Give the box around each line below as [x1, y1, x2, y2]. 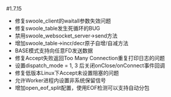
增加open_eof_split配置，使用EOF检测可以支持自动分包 [14, 85, 150, 91]
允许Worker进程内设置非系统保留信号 [14, 77, 106, 84]
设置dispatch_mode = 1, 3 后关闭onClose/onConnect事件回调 [14, 62, 165, 69]
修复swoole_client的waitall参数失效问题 [14, 17, 111, 24]
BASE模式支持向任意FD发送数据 [14, 47, 94, 54]
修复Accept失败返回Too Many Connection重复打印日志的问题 [14, 55, 165, 61]
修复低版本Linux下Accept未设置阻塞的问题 [14, 70, 119, 76]
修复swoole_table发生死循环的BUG [14, 25, 100, 32]
